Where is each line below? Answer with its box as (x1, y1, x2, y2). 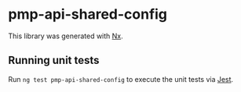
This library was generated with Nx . (8, 31, 123, 41)
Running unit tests (8, 54, 100, 67)
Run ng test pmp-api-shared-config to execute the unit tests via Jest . (8, 74, 234, 83)
